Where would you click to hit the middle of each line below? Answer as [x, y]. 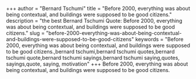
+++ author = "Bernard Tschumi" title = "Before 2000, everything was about [98, 8]
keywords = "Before [159, 39]
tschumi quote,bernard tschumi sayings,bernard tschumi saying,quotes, [93, 58]
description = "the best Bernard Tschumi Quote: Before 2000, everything [94, 21]
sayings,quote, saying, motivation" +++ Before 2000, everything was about [97, 64]
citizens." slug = [26, 33]
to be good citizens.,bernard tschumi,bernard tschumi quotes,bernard [90, 51]
